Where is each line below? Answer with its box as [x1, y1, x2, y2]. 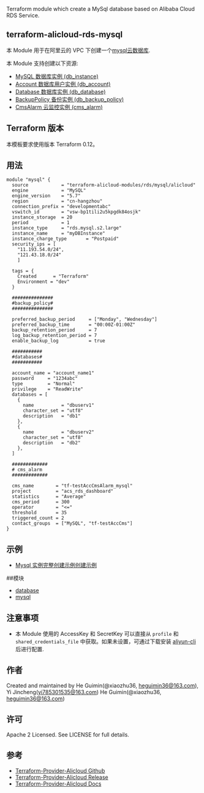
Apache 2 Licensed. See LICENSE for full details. [6, 730, 130, 738]
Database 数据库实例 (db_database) [15, 88, 106, 95]
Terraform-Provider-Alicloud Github [15, 767, 105, 774]
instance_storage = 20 [12, 214, 72, 220]
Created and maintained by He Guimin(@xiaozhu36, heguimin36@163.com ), [6, 681, 199, 689]
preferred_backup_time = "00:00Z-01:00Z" [12, 322, 136, 328]
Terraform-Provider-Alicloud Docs [15, 779, 102, 787]
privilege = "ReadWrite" [12, 386, 84, 392]
